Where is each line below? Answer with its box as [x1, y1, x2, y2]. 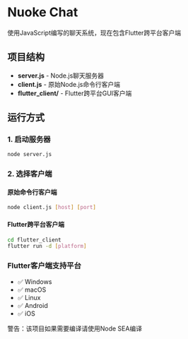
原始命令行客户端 [7, 188, 57, 196]
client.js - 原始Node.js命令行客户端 [17, 80, 120, 88]
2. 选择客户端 [7, 169, 52, 179]
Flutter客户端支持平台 [7, 261, 81, 270]
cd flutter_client [7, 236, 61, 244]
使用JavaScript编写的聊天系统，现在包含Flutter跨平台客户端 [7, 28, 182, 37]
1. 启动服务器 [7, 135, 51, 145]
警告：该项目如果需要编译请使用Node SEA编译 [7, 324, 143, 333]
